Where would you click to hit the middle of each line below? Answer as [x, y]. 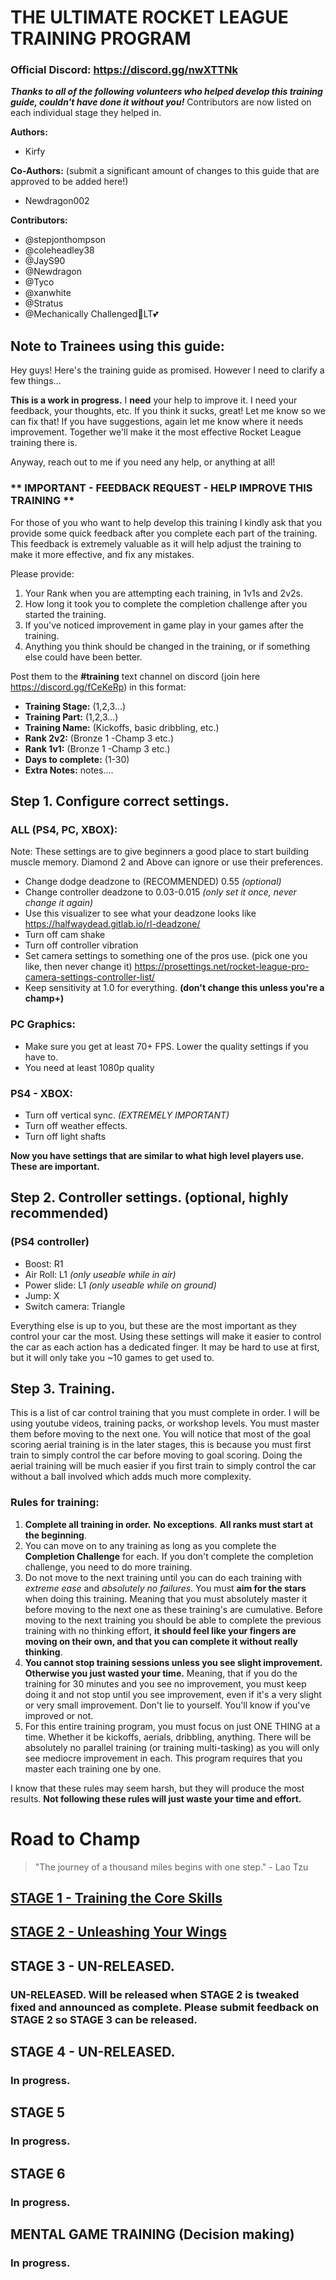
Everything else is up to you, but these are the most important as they [153, 1325]
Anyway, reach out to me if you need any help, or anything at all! [143, 462]
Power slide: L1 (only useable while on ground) [120, 1285]
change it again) [59, 903]
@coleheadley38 [59, 250]
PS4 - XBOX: [41, 1093]
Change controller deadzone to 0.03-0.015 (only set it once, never [160, 892]
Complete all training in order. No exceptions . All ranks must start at [169, 1524]
